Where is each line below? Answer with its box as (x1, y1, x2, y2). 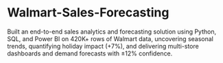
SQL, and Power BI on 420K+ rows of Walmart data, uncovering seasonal (7, 34, 214, 42)
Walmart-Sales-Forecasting (7, 5, 169, 21)
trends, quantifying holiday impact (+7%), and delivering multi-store (7, 42, 199, 50)
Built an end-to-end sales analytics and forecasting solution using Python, (7, 27, 217, 36)
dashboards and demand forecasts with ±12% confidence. (7, 49, 173, 58)
